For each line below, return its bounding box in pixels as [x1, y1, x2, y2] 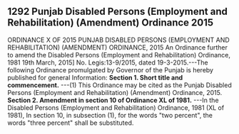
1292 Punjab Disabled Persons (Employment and [7, 6, 228, 18]
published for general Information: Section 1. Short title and [7, 73, 183, 82]
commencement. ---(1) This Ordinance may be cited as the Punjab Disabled [7, 81, 232, 89]
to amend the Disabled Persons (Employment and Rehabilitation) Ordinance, [7, 50, 230, 59]
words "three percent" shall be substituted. [7, 118, 134, 127]
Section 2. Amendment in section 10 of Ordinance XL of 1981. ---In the [7, 96, 219, 104]
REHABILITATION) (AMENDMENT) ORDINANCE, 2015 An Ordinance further [7, 43, 228, 52]
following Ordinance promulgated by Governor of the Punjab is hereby [7, 65, 214, 74]
